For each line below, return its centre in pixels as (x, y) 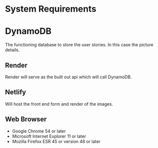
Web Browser (26, 120)
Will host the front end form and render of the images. (59, 104)
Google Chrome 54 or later (39, 131)
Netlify (16, 92)
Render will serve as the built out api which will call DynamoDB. (69, 77)
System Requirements (51, 9)
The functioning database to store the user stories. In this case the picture (79, 45)
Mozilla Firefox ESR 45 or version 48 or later (56, 141)
